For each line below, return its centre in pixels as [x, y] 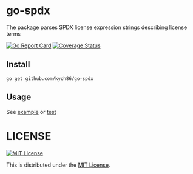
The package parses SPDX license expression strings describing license [97, 27]
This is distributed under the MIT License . [58, 165]
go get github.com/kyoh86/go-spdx [50, 79]
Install [18, 65]
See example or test [31, 112]
